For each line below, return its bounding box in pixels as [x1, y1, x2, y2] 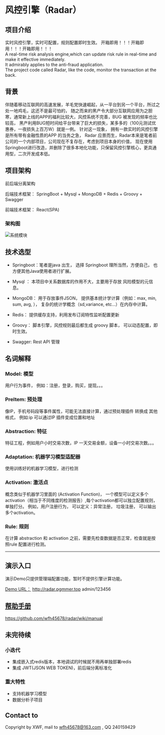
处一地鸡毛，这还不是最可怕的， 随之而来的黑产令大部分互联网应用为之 [5, 108, 148, 114]
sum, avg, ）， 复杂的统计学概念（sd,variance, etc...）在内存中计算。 [12, 301, 150, 307]
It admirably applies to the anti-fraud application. [5, 62, 104, 67]
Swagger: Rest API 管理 [12, 339, 60, 345]
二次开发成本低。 [18, 150, 53, 156]
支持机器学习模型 [12, 690, 47, 696]
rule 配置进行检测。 [9, 541, 49, 547]
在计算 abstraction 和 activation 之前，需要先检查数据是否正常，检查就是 [5, 535, 152, 541]
